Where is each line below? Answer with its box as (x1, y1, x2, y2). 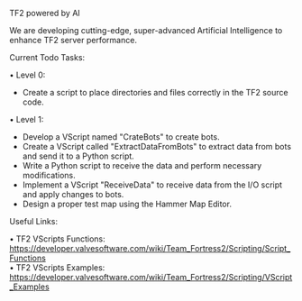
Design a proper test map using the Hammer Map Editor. (22, 198, 233, 209)
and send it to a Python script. (22, 150, 135, 161)
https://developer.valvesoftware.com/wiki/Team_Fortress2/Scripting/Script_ (9, 243, 291, 253)
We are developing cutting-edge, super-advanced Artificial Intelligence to (9, 25, 283, 35)
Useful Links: (9, 216, 59, 226)
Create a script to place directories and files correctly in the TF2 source (22, 87, 288, 97)
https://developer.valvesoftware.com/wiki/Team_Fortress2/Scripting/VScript (9, 272, 293, 282)
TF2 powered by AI (9, 8, 81, 18)
